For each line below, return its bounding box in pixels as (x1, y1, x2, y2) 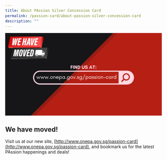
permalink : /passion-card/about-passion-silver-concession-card (5, 13, 141, 18)
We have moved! (5, 125, 58, 134)
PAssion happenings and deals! (5, 149, 70, 155)
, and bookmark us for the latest (88, 144, 155, 150)
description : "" (5, 18, 39, 23)
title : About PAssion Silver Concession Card (5, 8, 101, 13)
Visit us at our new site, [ (5, 139, 56, 145)
